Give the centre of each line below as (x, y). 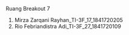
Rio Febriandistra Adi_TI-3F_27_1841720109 (68, 26)
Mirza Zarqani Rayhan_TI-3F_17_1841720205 (69, 20)
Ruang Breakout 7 (28, 9)
